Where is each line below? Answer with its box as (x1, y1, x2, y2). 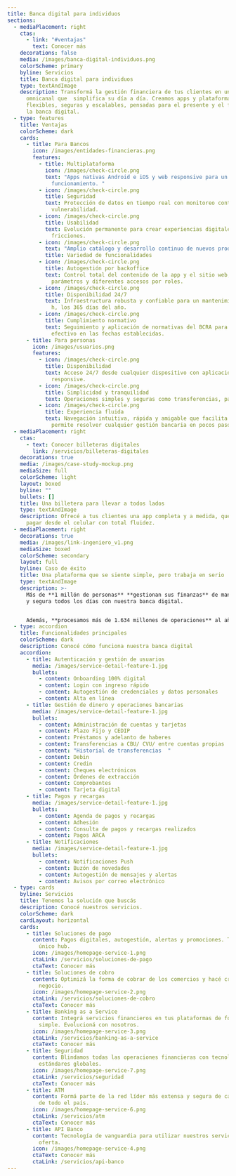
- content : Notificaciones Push (38, 858, 133, 865)
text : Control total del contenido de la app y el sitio (44, 271, 216, 278)
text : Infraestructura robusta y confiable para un (44, 298, 199, 305)
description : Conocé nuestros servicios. (20, 904, 143, 911)
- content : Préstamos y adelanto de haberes (38, 734, 171, 741)
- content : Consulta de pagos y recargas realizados (38, 826, 197, 833)
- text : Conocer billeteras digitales (25, 441, 140, 448)
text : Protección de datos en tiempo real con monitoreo (44, 199, 216, 207)
